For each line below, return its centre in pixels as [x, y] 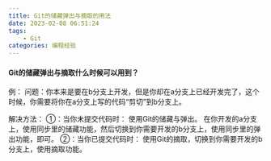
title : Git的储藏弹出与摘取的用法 [60, 16]
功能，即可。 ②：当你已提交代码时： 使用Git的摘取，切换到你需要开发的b [139, 139]
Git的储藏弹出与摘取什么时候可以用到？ [74, 72]
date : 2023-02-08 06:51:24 [54, 23]
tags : [17, 31]
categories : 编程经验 [42, 46]
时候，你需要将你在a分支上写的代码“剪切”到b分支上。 [97, 102]
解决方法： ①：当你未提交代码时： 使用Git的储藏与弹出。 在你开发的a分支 [133, 119]
